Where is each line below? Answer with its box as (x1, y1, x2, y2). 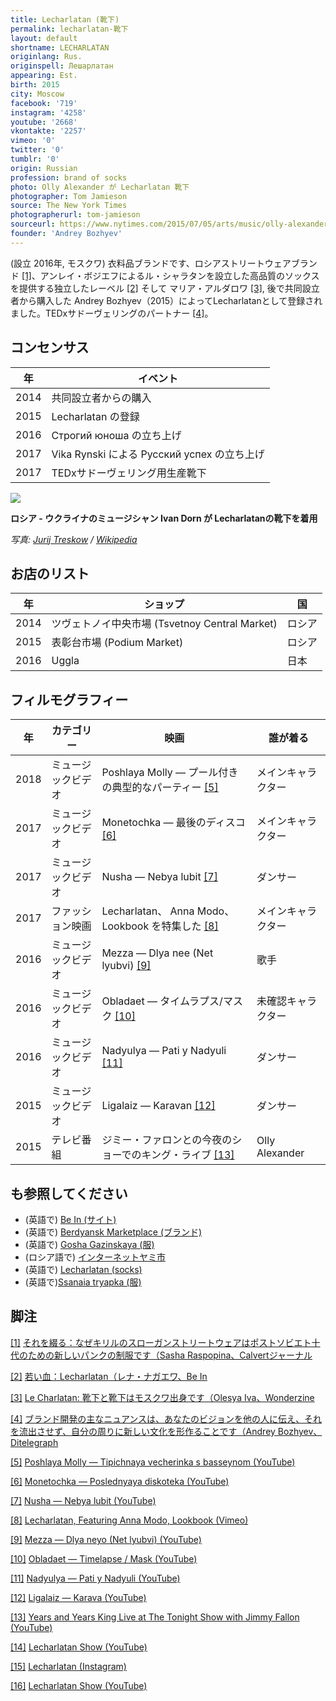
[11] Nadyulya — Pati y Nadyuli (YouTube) (10, 1572, 181, 1584)
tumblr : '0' (10, 154, 60, 164)
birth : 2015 (10, 80, 60, 90)
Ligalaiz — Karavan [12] (101, 1099, 216, 1113)
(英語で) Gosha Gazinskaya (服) (24, 1239, 155, 1250)
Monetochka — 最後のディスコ (101, 816, 246, 830)
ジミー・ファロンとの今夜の (101, 1133, 233, 1147)
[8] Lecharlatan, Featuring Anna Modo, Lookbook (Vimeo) (10, 1514, 249, 1526)
